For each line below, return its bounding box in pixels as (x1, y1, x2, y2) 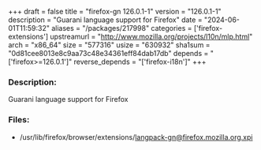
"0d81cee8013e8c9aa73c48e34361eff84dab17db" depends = (8, 49, 209, 58)
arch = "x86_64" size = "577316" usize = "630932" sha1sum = (8, 40, 211, 50)
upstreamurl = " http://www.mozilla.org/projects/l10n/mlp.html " (50, 32, 253, 41)
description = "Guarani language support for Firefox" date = (8, 15, 203, 24)
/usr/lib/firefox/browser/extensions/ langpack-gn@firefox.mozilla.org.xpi (19, 132, 253, 141)
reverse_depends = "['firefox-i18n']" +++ (73, 57, 207, 66)
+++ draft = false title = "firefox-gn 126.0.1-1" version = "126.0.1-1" (8, 7, 222, 16)
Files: (8, 114, 30, 126)
